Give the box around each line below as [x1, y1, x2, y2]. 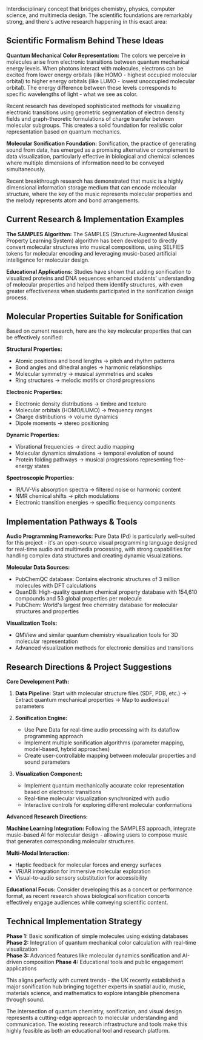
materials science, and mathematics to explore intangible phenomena [6, 989, 180, 996]
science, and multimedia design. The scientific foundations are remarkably [6, 12, 193, 19]
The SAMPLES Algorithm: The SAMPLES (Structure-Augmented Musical [6, 230, 188, 237]
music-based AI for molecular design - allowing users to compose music [6, 831, 188, 838]
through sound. [6, 996, 45, 1003]
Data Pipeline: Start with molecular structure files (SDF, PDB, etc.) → [15, 690, 187, 697]
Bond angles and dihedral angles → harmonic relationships [15, 364, 162, 371]
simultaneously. [6, 165, 45, 172]
